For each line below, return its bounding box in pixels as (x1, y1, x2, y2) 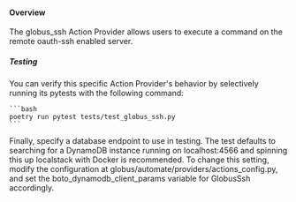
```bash (9, 105, 38, 114)
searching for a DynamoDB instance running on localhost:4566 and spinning (9, 146, 288, 156)
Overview (9, 7, 46, 18)
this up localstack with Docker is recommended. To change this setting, (9, 154, 269, 165)
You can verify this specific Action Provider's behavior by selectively (9, 79, 259, 89)
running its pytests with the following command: (9, 88, 184, 99)
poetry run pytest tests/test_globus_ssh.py (9, 113, 176, 122)
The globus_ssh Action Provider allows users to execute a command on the (9, 26, 283, 37)
